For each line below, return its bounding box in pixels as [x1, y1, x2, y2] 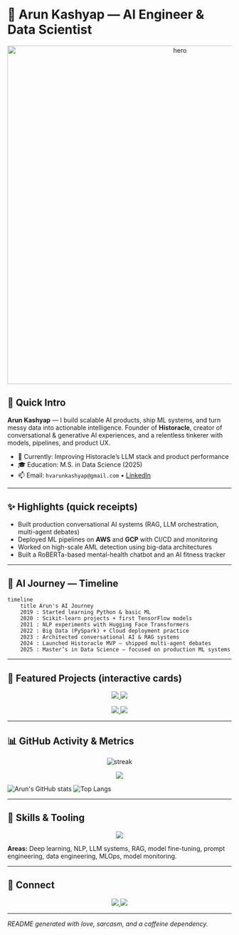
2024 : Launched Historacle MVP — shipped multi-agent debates [20, 640, 212, 647]
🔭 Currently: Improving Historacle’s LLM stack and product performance [17, 452, 229, 460]
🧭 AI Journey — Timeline [7, 577, 119, 589]
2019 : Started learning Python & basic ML [20, 609, 152, 616]
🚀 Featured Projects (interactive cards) [7, 672, 183, 684]
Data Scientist [7, 21, 92, 38]
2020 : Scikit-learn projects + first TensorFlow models [20, 615, 193, 622]
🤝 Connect [7, 879, 55, 892]
